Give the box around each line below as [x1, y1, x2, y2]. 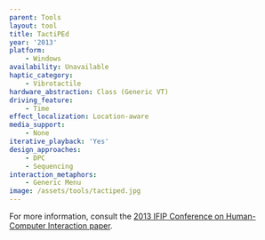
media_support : [9, 121, 66, 130]
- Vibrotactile [25, 79, 82, 88]
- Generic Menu [25, 179, 82, 188]
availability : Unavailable [9, 63, 109, 72]
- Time [25, 104, 50, 113]
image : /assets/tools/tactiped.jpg [9, 187, 141, 196]
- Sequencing [25, 162, 74, 171]
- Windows [25, 54, 62, 63]
